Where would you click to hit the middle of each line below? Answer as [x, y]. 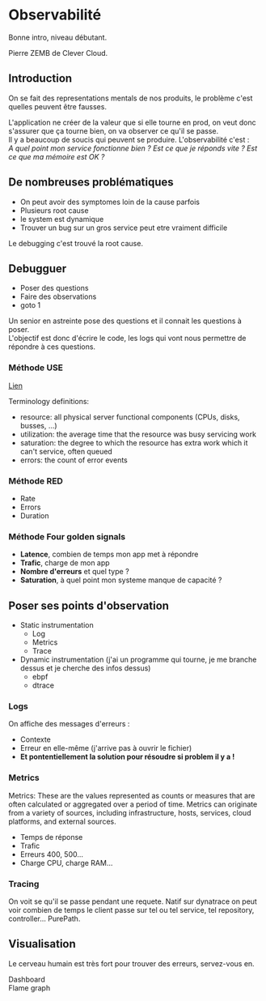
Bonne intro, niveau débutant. [58, 37]
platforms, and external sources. [62, 821]
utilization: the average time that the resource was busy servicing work [138, 434]
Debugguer [38, 268]
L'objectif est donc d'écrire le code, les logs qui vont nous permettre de [127, 339]
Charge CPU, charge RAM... [66, 863]
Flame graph [30, 988]
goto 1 [30, 305]
